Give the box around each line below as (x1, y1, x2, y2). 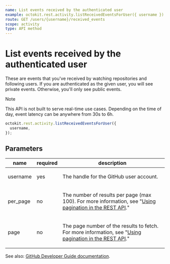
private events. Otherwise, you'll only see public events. (5, 86, 122, 93)
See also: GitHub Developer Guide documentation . (5, 253, 110, 259)
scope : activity (5, 21, 39, 27)
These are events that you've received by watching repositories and (5, 75, 147, 81)
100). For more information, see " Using (62, 198, 156, 205)
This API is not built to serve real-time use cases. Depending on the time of (5, 106, 162, 112)
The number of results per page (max (62, 191, 152, 198)
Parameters (5, 145, 43, 153)
